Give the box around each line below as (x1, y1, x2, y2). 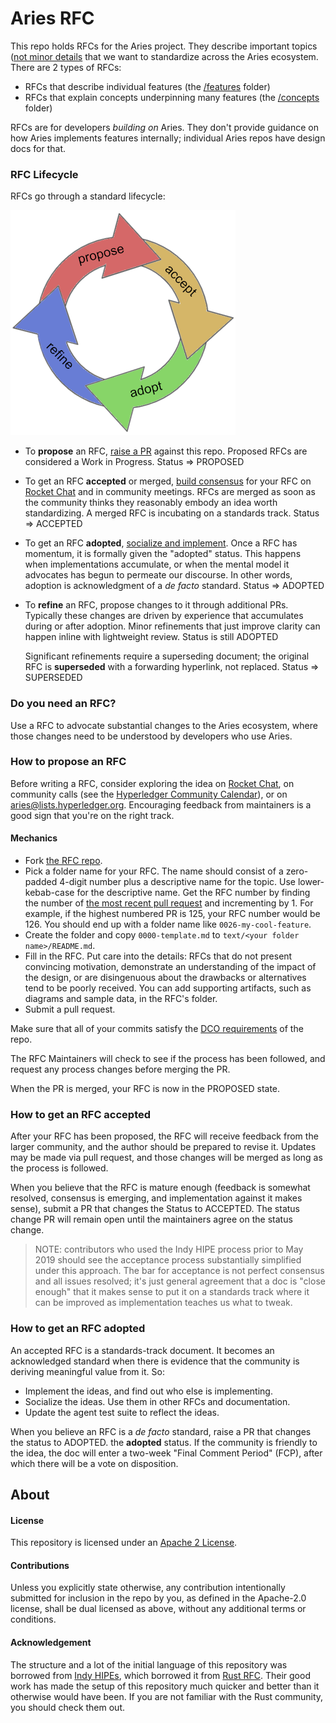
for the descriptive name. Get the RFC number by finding (76, 887, 311, 899)
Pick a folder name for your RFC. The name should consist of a (24, 865, 284, 877)
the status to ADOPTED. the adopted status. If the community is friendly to (10, 1436, 318, 1448)
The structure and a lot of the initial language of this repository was (10, 1658, 288, 1671)
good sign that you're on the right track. (10, 809, 175, 821)
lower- (297, 876, 325, 888)
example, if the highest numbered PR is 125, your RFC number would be (24, 908, 321, 920)
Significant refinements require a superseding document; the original (24, 650, 310, 662)
